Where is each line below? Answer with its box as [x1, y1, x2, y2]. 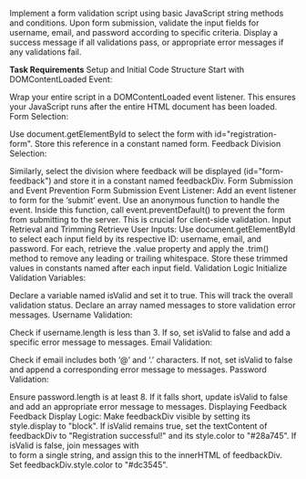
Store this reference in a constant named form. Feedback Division [35, 139, 281, 149]
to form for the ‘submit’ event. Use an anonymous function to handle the [9, 195, 280, 205]
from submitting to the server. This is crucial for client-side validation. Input [9, 214, 291, 224]
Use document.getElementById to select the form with [9, 129, 213, 140]
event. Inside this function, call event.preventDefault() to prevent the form [9, 204, 285, 215]
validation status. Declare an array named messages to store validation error [9, 300, 296, 310]
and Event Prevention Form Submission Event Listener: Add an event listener [9, 185, 297, 195]
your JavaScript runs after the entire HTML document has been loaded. [9, 101, 278, 112]
